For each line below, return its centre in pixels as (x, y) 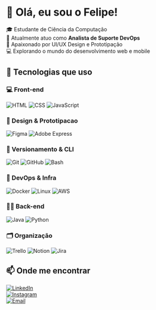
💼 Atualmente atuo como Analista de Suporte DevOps (73, 38)
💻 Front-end (25, 90)
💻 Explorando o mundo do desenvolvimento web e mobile (78, 51)
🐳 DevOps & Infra (31, 178)
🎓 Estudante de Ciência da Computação (57, 29)
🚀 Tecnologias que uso (49, 72)
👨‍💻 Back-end (25, 207)
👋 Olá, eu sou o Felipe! (62, 12)
